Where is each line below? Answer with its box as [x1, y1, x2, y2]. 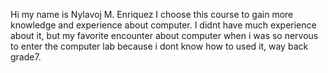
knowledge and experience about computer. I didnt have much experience [10, 19, 317, 31]
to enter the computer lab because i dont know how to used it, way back [10, 40, 309, 52]
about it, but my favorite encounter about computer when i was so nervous [10, 30, 319, 41]
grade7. [10, 51, 42, 63]
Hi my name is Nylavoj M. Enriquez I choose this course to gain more [10, 9, 294, 20]
